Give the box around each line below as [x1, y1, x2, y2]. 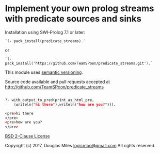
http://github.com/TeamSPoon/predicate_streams [5, 84, 104, 90]
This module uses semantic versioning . [5, 69, 83, 75]
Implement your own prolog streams [5, 3, 154, 14]
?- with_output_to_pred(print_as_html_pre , [5, 98, 95, 102]
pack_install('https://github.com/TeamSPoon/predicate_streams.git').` [5, 61, 153, 66]
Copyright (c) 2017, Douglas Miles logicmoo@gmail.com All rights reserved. [5, 143, 156, 149]
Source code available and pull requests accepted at [5, 79, 110, 85]
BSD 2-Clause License [5, 133, 50, 139]
